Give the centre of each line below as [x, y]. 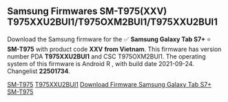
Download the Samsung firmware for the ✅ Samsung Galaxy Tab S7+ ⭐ [109, 39]
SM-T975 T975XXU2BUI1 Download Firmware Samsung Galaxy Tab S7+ [110, 84]
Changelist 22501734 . [39, 71]
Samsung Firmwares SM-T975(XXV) [87, 11]
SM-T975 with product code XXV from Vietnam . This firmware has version [114, 49]
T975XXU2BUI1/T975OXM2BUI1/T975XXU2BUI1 [113, 22]
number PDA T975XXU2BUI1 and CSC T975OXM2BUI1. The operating [106, 56]
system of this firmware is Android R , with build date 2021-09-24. [101, 63]
